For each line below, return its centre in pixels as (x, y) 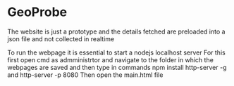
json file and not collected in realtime (61, 38)
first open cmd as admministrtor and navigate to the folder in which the (110, 59)
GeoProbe (37, 12)
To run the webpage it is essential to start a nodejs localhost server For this (116, 52)
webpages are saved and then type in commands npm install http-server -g (117, 67)
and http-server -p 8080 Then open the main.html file (85, 75)
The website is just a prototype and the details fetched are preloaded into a (116, 31)
